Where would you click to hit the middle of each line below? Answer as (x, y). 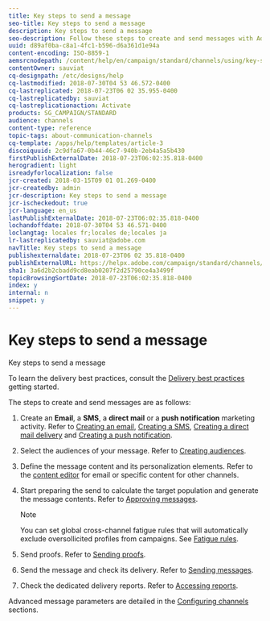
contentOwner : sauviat (46, 68)
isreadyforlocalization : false (61, 173)
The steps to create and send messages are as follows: (100, 402)
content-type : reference (50, 128)
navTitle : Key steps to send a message (75, 248)
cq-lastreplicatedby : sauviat (59, 98)
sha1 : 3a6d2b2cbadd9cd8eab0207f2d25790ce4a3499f (91, 271)
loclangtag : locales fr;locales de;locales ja (88, 233)
